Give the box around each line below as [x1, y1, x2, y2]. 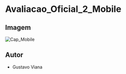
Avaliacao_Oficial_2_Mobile [5, 3, 122, 15]
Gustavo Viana [12, 64, 43, 70]
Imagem [5, 23, 31, 32]
